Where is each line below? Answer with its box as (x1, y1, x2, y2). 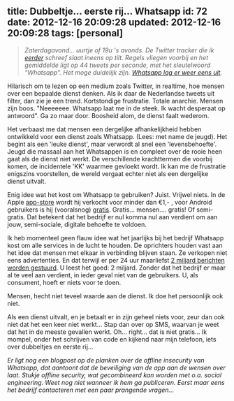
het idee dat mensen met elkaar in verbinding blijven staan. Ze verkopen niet (7, 248, 228, 257)
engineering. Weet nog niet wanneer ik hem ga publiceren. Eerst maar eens (7, 378, 225, 386)
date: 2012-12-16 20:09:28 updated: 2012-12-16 (7, 17, 221, 29)
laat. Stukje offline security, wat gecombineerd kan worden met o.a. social (7, 370, 222, 379)
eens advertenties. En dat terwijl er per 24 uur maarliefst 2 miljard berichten (7, 256, 225, 264)
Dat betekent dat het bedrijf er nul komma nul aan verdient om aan (27, 212, 218, 221)
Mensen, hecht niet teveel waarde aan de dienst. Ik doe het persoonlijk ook (7, 291, 224, 300)
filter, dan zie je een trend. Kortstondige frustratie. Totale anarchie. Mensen (7, 96, 224, 105)
